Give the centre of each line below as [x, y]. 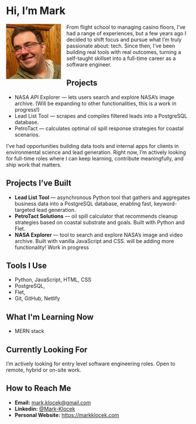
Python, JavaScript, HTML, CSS [53, 280]
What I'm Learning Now [50, 317]
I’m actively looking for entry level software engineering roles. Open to [91, 364]
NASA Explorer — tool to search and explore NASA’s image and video [99, 235]
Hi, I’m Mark [36, 11]
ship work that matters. [34, 164]
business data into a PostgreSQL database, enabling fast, [84, 203]
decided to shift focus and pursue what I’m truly [124, 39]
